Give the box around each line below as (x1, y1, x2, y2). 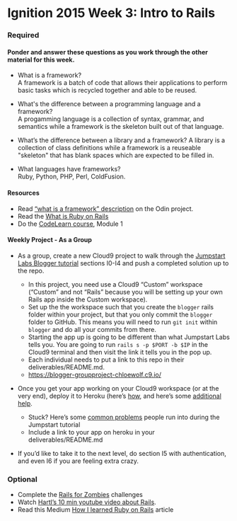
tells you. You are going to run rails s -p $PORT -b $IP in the (28, 340, 209, 348)
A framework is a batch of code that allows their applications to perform (17, 79, 228, 87)
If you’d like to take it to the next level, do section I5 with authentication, (17, 449, 226, 457)
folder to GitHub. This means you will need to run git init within (28, 317, 218, 326)
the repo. (17, 266, 45, 275)
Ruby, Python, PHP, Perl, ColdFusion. (17, 172, 126, 181)
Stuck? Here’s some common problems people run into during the (28, 413, 220, 421)
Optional (7, 474, 37, 484)
